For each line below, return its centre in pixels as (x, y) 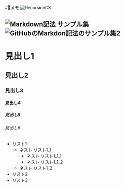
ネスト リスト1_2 (36, 168)
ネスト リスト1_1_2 (45, 162)
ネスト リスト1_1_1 (44, 156)
